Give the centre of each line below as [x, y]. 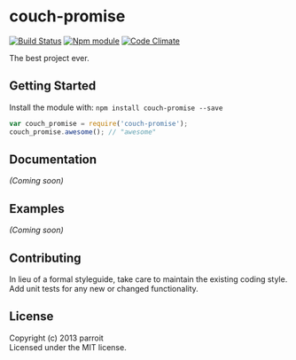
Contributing [45, 258]
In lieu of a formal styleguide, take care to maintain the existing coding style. [148, 279]
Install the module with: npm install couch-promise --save [116, 107]
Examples [37, 209]
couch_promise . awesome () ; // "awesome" [83, 132]
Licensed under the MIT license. [68, 347]
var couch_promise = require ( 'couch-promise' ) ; [99, 123]
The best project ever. [50, 58]
